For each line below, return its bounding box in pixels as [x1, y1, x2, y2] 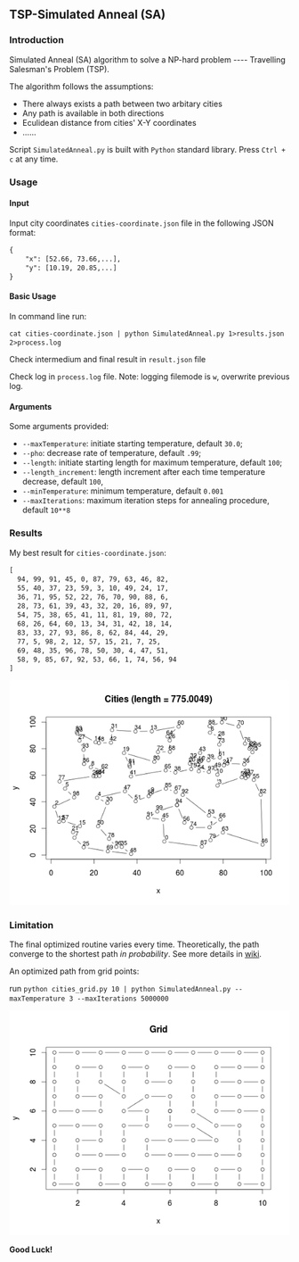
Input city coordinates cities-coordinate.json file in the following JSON [9, 218, 274, 228]
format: [9, 227, 36, 237]
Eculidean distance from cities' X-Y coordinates [21, 117, 198, 128]
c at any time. [9, 154, 59, 164]
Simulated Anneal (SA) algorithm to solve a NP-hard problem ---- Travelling [9, 54, 287, 65]
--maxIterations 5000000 [77, 994, 169, 1003]
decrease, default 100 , [21, 477, 104, 487]
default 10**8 [21, 504, 71, 516]
